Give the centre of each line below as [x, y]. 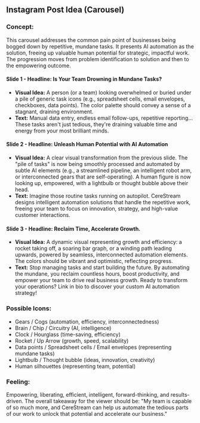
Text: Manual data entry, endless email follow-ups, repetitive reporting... [104, 118]
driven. [15, 401]
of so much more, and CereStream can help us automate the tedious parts [98, 407]
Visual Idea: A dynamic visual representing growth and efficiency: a [98, 242]
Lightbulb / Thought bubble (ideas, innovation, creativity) [85, 359]
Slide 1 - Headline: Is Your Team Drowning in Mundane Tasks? [84, 79]
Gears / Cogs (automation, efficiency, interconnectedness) [87, 321]
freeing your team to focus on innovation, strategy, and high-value [96, 209]
